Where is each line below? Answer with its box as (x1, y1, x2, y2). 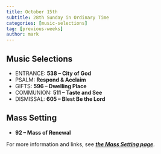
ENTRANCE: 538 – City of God (14, 69, 92, 77)
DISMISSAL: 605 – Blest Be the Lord (14, 95, 106, 103)
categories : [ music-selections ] (6, 20, 87, 26)
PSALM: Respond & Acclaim (14, 76, 86, 83)
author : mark (6, 31, 39, 37)
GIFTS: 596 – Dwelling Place (14, 82, 87, 89)
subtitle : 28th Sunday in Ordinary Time (6, 14, 110, 21)
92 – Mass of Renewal (14, 129, 71, 136)
